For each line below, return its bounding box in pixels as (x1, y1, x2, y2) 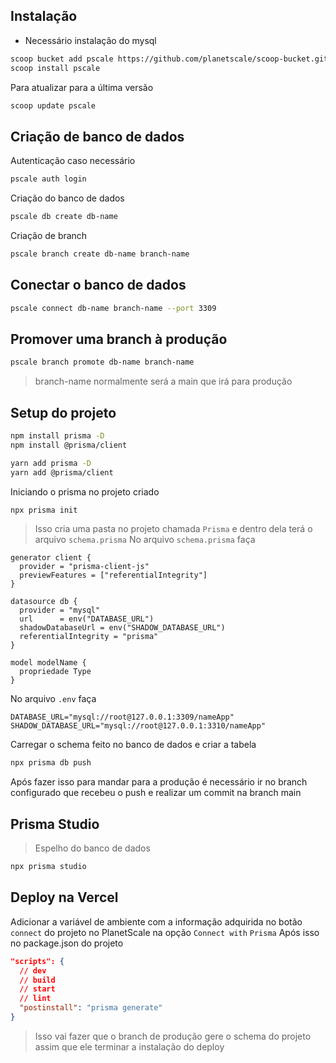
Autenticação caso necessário (10, 155, 136, 167)
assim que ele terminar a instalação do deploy (34, 1040, 225, 1053)
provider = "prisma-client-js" (19, 562, 150, 572)
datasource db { (10, 597, 78, 607)
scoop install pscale (10, 63, 101, 73)
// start (19, 984, 56, 994)
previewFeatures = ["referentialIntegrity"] (19, 570, 208, 581)
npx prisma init (10, 505, 78, 515)
